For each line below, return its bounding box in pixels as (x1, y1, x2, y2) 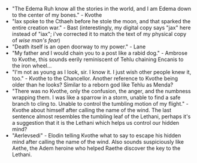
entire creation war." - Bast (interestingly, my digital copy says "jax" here (11, 24, 191, 31)
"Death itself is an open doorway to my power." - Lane (11, 43, 146, 50)
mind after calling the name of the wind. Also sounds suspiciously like (11, 139, 184, 145)
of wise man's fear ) (11, 37, 61, 44)
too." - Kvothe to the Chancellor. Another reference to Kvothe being (11, 75, 178, 82)
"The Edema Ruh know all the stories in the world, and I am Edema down (11, 5, 192, 12)
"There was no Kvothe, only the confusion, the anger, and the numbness (11, 88, 191, 94)
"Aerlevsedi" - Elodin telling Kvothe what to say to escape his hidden (11, 132, 181, 139)
